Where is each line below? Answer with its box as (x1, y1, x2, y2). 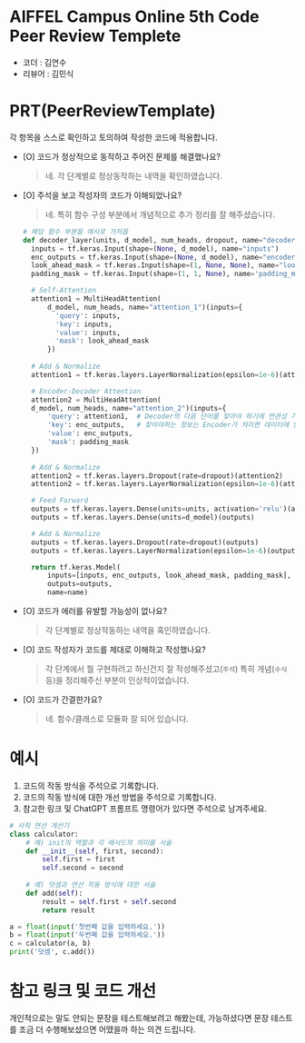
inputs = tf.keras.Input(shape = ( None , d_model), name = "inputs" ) (31, 243, 280, 253)
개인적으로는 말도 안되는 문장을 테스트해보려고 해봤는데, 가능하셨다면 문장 (9, 1013, 270, 1023)
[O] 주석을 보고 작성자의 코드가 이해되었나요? (22, 189, 182, 201)
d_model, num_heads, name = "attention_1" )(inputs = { (46, 303, 243, 312)
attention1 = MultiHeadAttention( (31, 294, 162, 303)
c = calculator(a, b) (9, 939, 92, 949)
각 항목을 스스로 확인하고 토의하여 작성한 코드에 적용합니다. (9, 132, 218, 143)
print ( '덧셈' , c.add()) (9, 948, 95, 957)
